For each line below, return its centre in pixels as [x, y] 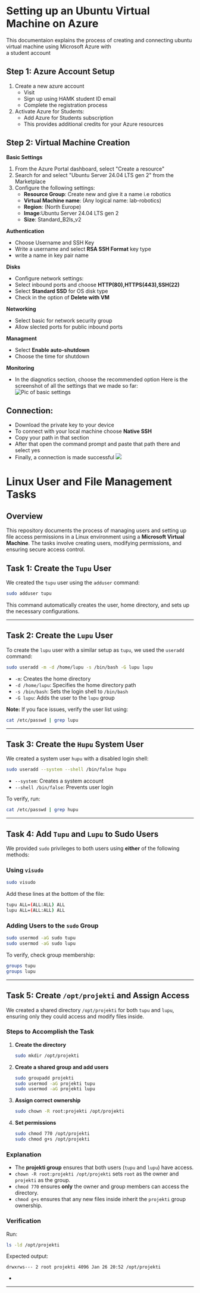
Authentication [25, 231]
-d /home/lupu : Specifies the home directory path [75, 685]
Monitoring [20, 367]
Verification [24, 1221]
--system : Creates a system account [59, 781]
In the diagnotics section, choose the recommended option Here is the [101, 379]
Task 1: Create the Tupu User [59, 568]
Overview [25, 516]
